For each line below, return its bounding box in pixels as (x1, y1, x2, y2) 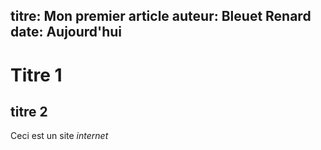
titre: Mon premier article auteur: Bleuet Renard (10, 8, 312, 25)
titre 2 (10, 103, 48, 120)
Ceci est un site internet (10, 130, 109, 142)
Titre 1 (10, 64, 63, 86)
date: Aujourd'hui (10, 24, 123, 41)
